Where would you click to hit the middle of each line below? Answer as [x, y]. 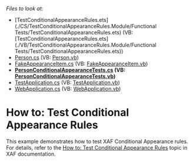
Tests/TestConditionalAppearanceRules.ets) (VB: [74, 32]
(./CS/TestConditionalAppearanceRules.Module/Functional [86, 26]
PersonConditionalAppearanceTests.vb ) [65, 76]
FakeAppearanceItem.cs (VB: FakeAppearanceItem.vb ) [81, 64]
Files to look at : [25, 9]
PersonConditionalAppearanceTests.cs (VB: [70, 70]
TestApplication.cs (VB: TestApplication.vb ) [67, 82]
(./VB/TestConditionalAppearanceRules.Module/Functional [86, 45]
